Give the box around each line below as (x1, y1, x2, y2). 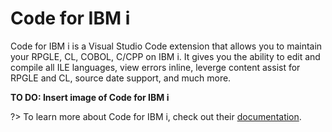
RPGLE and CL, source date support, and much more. (10, 72, 232, 84)
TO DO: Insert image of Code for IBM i (10, 91, 170, 103)
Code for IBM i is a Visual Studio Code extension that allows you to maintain (10, 40, 323, 52)
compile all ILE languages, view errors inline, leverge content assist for (10, 61, 301, 73)
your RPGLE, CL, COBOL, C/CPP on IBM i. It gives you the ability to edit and (10, 50, 321, 62)
